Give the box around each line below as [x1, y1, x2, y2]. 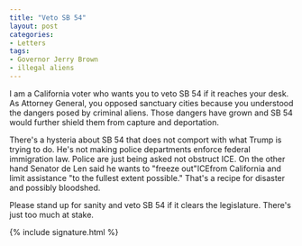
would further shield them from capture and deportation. [9, 116, 219, 127]
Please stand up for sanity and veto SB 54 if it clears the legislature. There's [9, 199, 291, 210]
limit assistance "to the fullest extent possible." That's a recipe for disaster [9, 172, 286, 183]
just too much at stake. [9, 209, 95, 220]
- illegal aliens [9, 64, 75, 73]
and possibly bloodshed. [9, 182, 101, 193]
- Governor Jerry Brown [9, 55, 99, 64]
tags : [9, 47, 30, 56]
